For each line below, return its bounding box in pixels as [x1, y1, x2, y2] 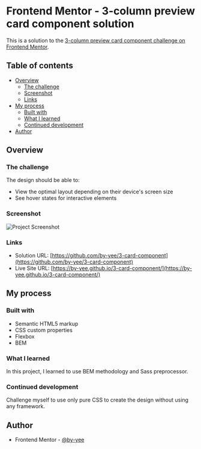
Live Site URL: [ [14, 265, 53, 272]
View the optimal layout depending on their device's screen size [14, 188, 173, 196]
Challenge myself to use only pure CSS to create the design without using [6, 396, 189, 403]
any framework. [6, 403, 46, 410]
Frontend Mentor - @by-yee [14, 436, 85, 444]
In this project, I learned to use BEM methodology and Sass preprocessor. [6, 368, 188, 375]
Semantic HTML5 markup [14, 320, 79, 327]
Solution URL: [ [14, 252, 52, 259]
